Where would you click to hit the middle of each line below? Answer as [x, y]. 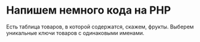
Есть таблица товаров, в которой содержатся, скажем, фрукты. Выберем [100, 27]
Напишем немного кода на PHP [89, 10]
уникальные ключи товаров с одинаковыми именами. [75, 33]
